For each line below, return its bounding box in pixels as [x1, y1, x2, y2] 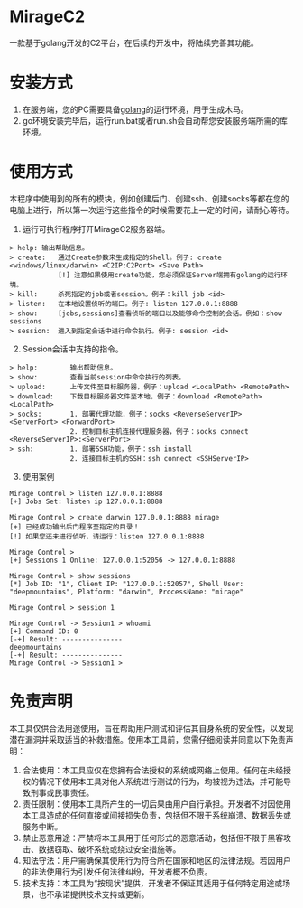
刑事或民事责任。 [30, 787, 95, 798]
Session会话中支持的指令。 [22, 343, 124, 354]
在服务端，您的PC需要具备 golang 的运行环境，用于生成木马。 [22, 104, 250, 115]
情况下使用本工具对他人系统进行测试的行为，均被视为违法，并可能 [38, 775, 284, 787]
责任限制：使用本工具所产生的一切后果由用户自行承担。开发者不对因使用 [22, 798, 291, 810]
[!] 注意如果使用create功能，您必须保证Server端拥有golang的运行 [57, 270, 281, 279]
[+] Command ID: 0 [9, 626, 78, 636]
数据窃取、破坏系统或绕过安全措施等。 [38, 843, 181, 855]
